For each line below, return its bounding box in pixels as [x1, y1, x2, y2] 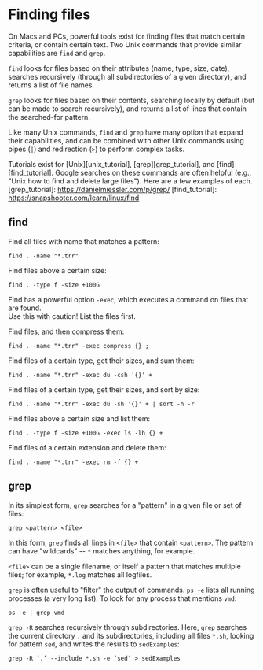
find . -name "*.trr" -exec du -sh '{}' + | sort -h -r [8, 400, 195, 408]
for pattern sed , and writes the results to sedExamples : [8, 639, 180, 649]
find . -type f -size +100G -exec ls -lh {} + [8, 429, 163, 437]
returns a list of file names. [8, 80, 95, 90]
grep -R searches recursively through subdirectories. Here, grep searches [8, 622, 247, 631]
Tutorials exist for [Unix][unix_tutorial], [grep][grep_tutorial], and [8, 159, 215, 168]
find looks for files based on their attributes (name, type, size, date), [8, 63, 230, 72]
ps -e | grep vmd [8, 609, 65, 616]
